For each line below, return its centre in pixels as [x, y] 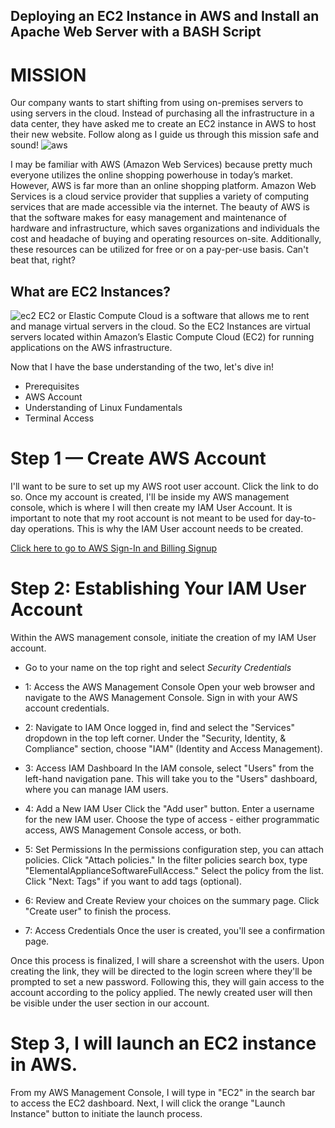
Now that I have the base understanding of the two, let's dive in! [142, 367]
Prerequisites [52, 386]
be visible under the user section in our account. [110, 1003]
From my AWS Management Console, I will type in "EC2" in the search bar [163, 1092]
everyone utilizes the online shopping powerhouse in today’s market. [151, 175]
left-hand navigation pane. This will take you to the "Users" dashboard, [171, 779]
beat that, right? [43, 260]
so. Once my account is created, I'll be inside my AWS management [150, 497]
